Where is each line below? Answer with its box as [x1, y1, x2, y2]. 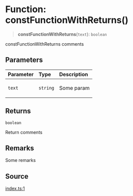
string [38, 85, 55, 91]
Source [5, 172, 29, 181]
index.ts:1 [5, 185, 25, 191]
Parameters [5, 56, 43, 64]
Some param [59, 84, 90, 91]
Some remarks [5, 157, 36, 164]
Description [59, 71, 88, 78]
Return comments [5, 129, 43, 135]
